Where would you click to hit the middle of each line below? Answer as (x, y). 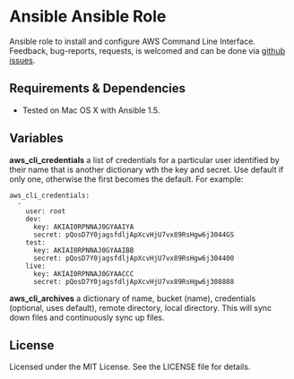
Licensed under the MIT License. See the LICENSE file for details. (130, 367)
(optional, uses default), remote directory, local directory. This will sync (141, 307)
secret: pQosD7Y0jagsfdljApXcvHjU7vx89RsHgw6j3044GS (134, 235)
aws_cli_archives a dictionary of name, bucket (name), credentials (133, 298)
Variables (37, 138)
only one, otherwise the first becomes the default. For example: (126, 179)
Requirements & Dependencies (98, 88)
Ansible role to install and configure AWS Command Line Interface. (132, 41)
